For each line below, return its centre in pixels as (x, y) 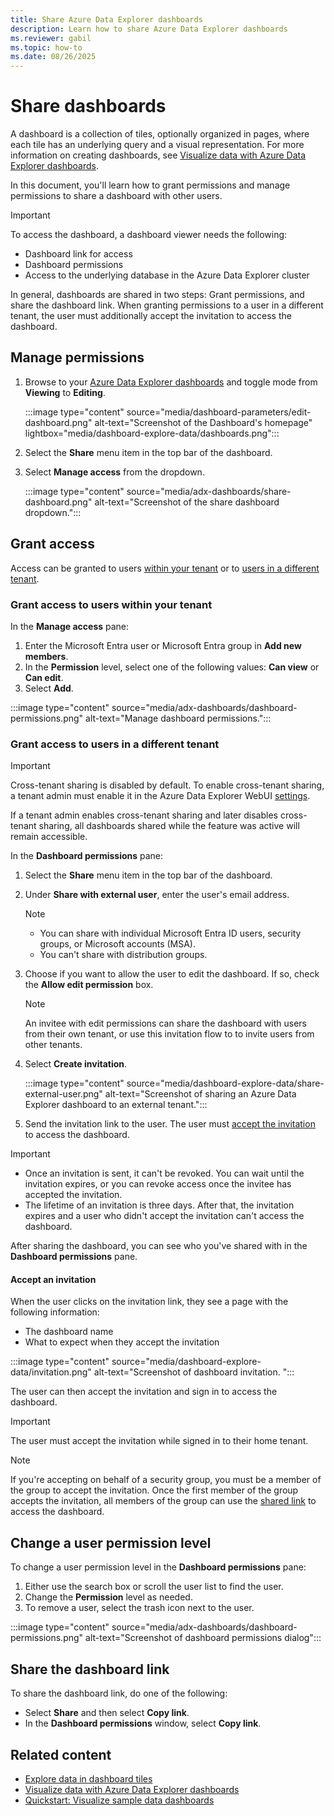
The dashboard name (69, 1332)
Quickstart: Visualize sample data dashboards (119, 1800)
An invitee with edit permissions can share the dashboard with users (165, 1023)
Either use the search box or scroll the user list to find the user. (154, 1587)
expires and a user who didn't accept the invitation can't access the (164, 1216)
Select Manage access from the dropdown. (114, 472)
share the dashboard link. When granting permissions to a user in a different (167, 305)
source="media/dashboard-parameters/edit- (219, 412)
